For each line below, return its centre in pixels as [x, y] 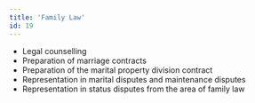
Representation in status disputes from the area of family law [133, 89]
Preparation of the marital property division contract [117, 70]
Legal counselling [54, 51]
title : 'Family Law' [48, 17]
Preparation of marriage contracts [84, 60]
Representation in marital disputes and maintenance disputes [134, 79]
